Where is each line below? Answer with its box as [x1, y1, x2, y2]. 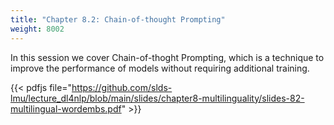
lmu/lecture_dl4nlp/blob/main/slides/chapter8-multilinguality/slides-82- [10, 92, 305, 104]
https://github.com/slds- [71, 81, 173, 93]
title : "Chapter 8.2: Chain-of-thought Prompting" [10, 14, 226, 25]
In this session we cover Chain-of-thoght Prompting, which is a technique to [10, 51, 325, 63]
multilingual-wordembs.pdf [10, 102, 122, 115]
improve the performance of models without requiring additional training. [10, 62, 310, 74]
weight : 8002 [10, 24, 65, 34]
